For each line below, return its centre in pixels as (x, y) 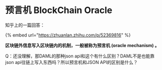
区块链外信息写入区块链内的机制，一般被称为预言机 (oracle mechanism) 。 (82, 45)
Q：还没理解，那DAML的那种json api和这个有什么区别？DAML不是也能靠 (80, 56)
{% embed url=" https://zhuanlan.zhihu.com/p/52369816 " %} (68, 35)
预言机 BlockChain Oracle (59, 10)
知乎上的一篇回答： (25, 25)
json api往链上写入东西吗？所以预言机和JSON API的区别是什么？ (71, 62)
